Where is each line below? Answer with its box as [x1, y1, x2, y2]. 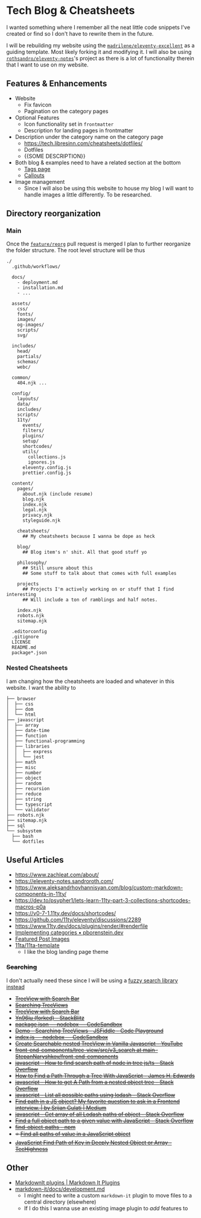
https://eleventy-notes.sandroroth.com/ [14, 877, 113, 884]
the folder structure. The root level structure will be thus [6, 247, 145, 254]
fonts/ [17, 311, 34, 317]
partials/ [17, 354, 42, 360]
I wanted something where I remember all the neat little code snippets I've [6, 24, 191, 31]
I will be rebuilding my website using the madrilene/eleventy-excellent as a [6, 42, 195, 49]
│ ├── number [6, 769, 42, 776]
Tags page [24, 165, 51, 172]
